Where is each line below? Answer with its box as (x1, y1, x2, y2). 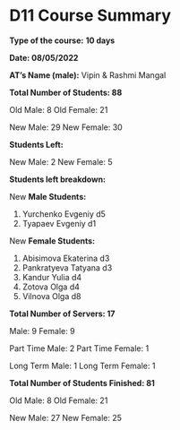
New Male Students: (9, 191, 87, 202)
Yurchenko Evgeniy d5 (21, 208, 106, 219)
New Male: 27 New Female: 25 (9, 412, 123, 423)
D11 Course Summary (9, 5, 172, 26)
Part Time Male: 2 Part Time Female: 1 (9, 342, 150, 354)
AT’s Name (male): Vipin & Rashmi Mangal (9, 69, 167, 81)
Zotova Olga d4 (21, 281, 81, 292)
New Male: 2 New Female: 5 (9, 156, 114, 167)
